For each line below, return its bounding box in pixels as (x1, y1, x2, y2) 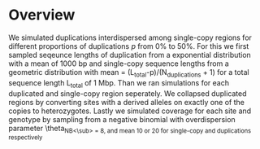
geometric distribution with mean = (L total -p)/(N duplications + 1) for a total (8, 67, 249, 79)
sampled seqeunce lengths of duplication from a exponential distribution (8, 50, 252, 59)
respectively (8, 134, 43, 142)
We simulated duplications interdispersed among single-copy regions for (8, 33, 252, 42)
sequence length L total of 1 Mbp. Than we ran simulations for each (8, 77, 230, 90)
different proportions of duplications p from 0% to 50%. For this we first (8, 41, 249, 50)
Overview (8, 6, 76, 24)
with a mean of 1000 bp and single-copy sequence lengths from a (8, 59, 229, 68)
